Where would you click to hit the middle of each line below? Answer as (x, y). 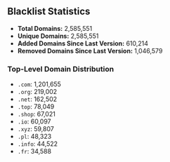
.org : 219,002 (37, 92)
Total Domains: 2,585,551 (55, 28)
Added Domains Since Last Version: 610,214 (83, 43)
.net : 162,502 (37, 99)
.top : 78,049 (36, 107)
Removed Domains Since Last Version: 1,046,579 (90, 50)
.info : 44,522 (38, 144)
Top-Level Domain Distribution (61, 69)
